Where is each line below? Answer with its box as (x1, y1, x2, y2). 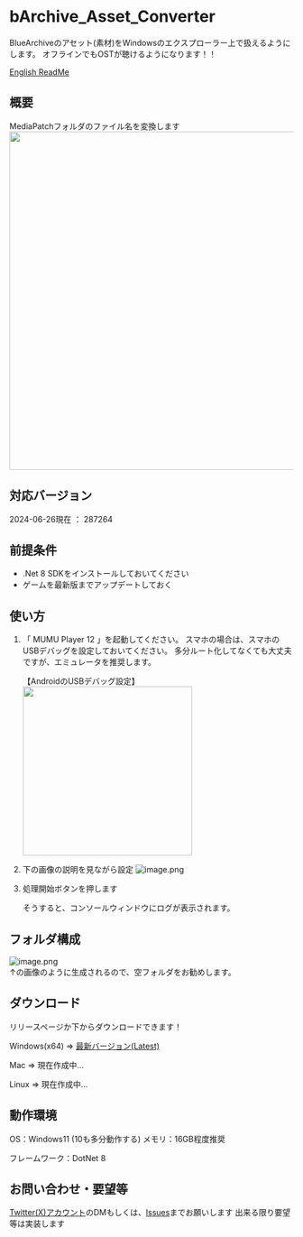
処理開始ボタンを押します (22, 883, 118, 894)
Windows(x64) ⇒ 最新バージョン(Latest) (9, 1040, 161, 1051)
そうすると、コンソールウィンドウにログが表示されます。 (22, 902, 235, 913)
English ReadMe (9, 66, 70, 78)
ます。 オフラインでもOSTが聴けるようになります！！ (16, 48, 217, 60)
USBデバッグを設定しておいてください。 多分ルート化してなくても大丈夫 (22, 645, 293, 656)
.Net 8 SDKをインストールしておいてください (22, 568, 189, 579)
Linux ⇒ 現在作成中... (9, 1078, 88, 1089)
